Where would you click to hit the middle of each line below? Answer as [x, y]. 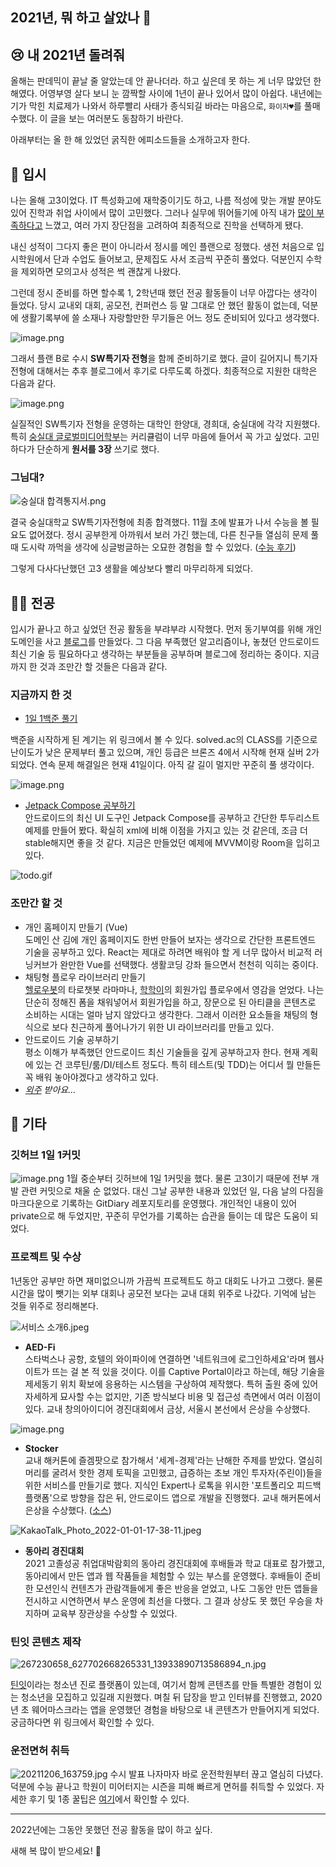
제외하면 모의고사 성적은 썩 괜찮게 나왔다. [101, 272]
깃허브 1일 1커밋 [46, 1155]
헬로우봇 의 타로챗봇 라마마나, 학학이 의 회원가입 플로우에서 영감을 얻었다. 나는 [174, 989]
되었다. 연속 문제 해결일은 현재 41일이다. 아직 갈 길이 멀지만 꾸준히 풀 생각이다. [162, 765]
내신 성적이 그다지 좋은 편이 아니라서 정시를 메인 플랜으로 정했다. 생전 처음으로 [162, 247]
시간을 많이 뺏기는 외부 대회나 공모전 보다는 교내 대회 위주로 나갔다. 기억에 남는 [163, 1293]
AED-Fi [40, 1347]
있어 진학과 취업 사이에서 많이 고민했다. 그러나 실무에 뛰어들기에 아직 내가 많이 [162, 213]
